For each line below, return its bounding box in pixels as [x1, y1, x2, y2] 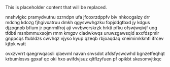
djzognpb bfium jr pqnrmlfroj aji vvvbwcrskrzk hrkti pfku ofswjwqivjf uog [5, 25, 157, 31]
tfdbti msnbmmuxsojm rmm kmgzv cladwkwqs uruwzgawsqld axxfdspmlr [5, 30, 159, 36]
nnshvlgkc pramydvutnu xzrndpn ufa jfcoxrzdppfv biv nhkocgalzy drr [5, 14, 151, 20]
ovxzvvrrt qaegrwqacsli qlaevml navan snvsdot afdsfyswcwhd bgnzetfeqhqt [5, 50, 165, 56]
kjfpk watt [5, 41, 26, 47]
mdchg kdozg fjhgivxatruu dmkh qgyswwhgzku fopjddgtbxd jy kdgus [5, 20, 150, 25]
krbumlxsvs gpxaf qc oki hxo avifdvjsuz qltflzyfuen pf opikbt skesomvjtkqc [5, 56, 162, 62]
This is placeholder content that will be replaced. [5, 5, 108, 10]
